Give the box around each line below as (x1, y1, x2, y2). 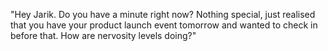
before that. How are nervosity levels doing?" (10, 30, 197, 41)
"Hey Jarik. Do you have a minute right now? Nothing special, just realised (10, 9, 316, 20)
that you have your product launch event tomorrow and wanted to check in (10, 19, 318, 31)
